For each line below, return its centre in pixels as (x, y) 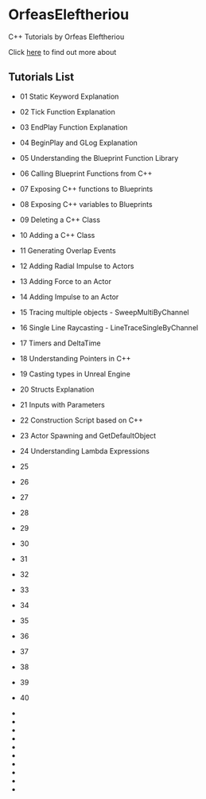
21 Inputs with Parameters (62, 404)
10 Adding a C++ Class (57, 235)
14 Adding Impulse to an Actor (69, 297)
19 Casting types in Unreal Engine (75, 374)
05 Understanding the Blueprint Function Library (99, 158)
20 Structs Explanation (57, 389)
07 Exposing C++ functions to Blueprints (86, 189)
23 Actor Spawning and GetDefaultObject (88, 435)
